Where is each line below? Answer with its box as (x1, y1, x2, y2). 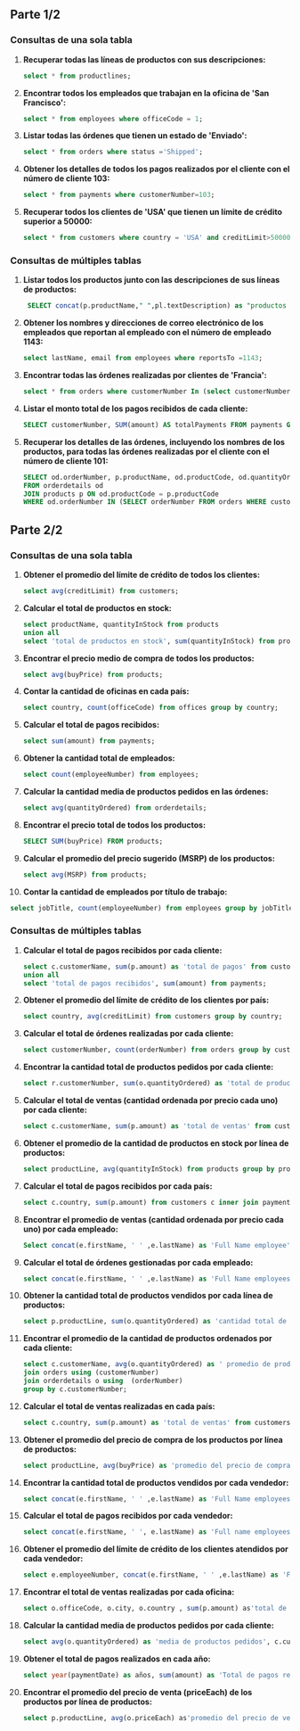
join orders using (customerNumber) (22, 1368, 159, 1377)
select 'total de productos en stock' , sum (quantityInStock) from (22, 637, 275, 646)
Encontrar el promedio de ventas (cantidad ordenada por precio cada (22, 1214, 284, 1224)
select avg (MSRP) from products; (22, 870, 148, 879)
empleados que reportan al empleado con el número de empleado (22, 327, 272, 338)
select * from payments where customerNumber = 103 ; (22, 191, 215, 200)
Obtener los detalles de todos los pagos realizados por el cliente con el (22, 164, 290, 175)
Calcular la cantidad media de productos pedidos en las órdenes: (22, 787, 269, 797)
